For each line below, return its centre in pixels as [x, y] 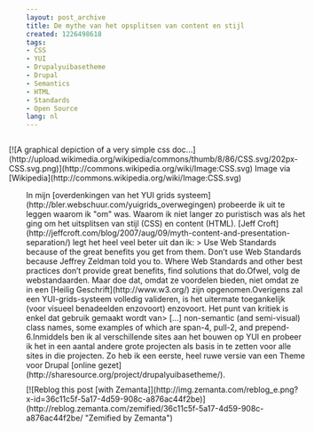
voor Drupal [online [61, 365]
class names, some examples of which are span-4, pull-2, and [140, 328]
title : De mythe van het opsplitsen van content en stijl [135, 26]
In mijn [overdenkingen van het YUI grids [101, 196]
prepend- [272, 328]
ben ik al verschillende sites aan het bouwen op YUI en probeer [186, 337]
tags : [36, 42]
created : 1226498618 [64, 34]
